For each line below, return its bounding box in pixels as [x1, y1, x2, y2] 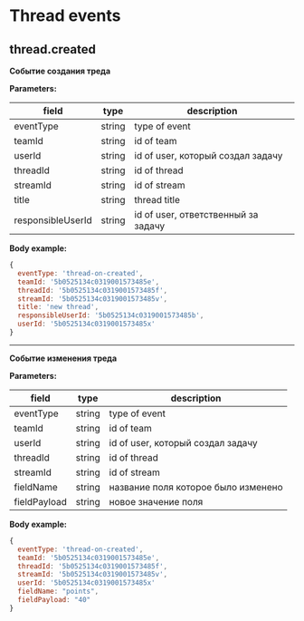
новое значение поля [109, 495, 204, 508]
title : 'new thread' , [17, 303, 100, 312]
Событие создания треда [9, 65, 111, 76]
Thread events [9, 5, 121, 26]
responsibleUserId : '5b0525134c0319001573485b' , [17, 311, 204, 320]
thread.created [9, 42, 97, 57]
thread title [134, 194, 181, 206]
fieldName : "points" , [17, 587, 100, 597]
